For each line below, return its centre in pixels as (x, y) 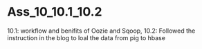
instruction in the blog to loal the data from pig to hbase (86, 37)
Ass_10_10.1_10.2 (55, 12)
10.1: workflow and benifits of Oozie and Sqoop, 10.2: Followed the (101, 31)
